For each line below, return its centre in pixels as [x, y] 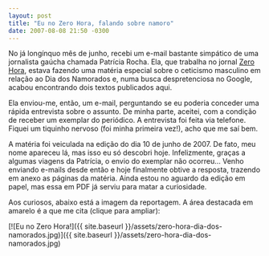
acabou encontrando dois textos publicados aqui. [90, 87]
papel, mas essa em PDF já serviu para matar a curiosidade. [108, 187]
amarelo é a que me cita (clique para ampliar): [84, 211]
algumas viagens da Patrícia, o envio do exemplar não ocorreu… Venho [126, 161]
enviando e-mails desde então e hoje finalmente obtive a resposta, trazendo [134, 170]
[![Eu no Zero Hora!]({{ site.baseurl [66, 226]
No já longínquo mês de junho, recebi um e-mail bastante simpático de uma [134, 54]
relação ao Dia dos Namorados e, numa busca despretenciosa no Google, [130, 79]
